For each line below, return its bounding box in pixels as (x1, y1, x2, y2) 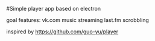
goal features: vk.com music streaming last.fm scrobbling (6, 17, 150, 23)
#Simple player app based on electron (6, 5, 101, 12)
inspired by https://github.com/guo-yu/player (6, 28, 119, 35)
